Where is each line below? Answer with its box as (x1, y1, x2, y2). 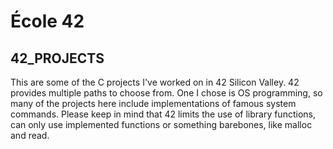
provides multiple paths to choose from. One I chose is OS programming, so (10, 87, 323, 99)
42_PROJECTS (10, 50, 105, 67)
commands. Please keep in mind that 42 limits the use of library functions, (10, 108, 316, 120)
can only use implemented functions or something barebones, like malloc (10, 119, 313, 130)
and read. (10, 130, 50, 141)
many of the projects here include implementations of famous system (10, 98, 297, 109)
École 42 (10, 10, 85, 33)
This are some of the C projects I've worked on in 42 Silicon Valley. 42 (10, 76, 300, 88)
